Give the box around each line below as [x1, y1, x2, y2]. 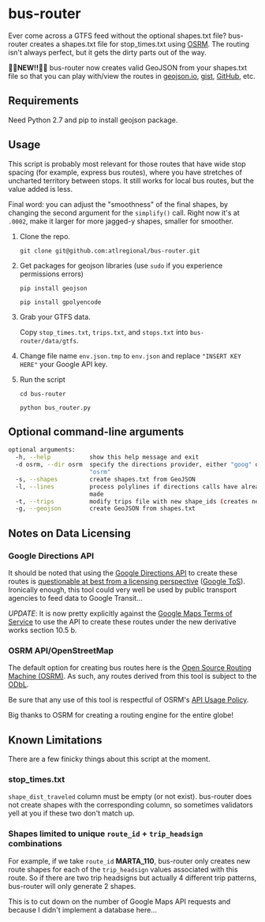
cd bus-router [19, 390, 66, 398]
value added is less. [8, 184, 73, 193]
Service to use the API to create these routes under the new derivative [8, 617, 237, 626]
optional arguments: [8, 446, 77, 454]
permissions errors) [19, 269, 84, 279]
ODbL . [8, 680, 29, 689]
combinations [8, 838, 62, 849]
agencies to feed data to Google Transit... [8, 593, 144, 602]
